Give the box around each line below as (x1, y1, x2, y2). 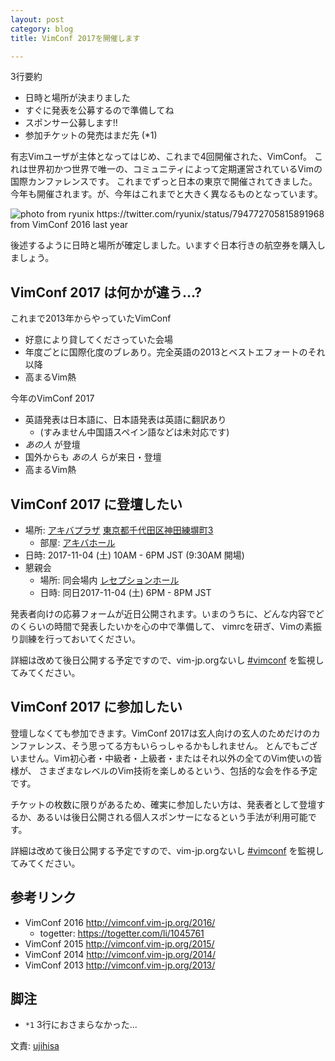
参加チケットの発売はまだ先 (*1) (24, 129, 158, 141)
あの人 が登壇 (24, 439, 81, 451)
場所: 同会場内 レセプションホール (39, 574, 180, 586)
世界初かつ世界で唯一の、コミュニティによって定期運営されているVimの (27, 163, 323, 175)
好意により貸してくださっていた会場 (24, 334, 173, 346)
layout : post (10, 14, 65, 25)
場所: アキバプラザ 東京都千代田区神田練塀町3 (24, 524, 214, 536)
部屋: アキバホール (39, 537, 116, 548)
